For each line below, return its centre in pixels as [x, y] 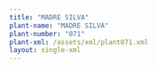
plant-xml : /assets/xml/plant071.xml [79, 42]
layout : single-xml [45, 50]
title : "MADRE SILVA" [49, 17]
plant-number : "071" [47, 34]
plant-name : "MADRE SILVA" [59, 26]
